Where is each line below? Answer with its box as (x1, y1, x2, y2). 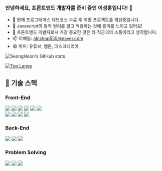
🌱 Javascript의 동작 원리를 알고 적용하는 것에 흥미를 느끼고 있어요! (12, 23, 143, 29)
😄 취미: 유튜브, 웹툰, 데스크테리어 (12, 43, 79, 49)
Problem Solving (5, 149, 47, 156)
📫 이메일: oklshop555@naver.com (12, 35, 84, 41)
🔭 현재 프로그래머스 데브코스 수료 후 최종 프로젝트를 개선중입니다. (12, 16, 140, 23)
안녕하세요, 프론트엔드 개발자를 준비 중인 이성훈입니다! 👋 (5, 4, 133, 11)
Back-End (5, 124, 30, 131)
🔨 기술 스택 (5, 78, 38, 87)
